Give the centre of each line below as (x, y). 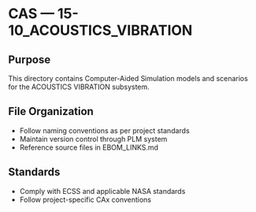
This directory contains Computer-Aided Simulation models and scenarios (128, 78)
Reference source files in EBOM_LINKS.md (89, 147)
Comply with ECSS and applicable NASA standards (102, 191)
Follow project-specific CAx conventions (85, 199)
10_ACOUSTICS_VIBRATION (100, 30)
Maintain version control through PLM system (93, 139)
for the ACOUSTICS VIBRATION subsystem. (79, 87)
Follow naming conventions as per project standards (105, 130)
